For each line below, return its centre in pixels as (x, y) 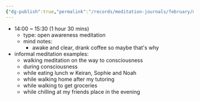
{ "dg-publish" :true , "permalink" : (47, 12)
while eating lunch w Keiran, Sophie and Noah (80, 72)
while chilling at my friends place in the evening (82, 91)
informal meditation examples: (51, 53)
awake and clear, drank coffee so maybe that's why (96, 48)
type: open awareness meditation (64, 35)
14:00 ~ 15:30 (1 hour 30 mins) (52, 29)
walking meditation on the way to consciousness (83, 60)
